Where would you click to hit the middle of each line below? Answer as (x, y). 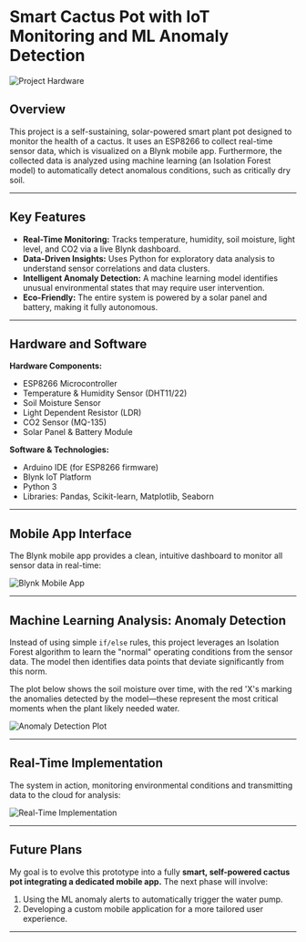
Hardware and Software (78, 344)
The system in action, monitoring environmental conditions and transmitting (151, 785)
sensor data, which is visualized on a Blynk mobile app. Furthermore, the (146, 150)
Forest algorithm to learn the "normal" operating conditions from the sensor (151, 652)
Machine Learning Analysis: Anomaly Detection (148, 621)
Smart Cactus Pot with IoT (110, 17)
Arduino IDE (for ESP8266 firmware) (91, 468)
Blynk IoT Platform (57, 477)
